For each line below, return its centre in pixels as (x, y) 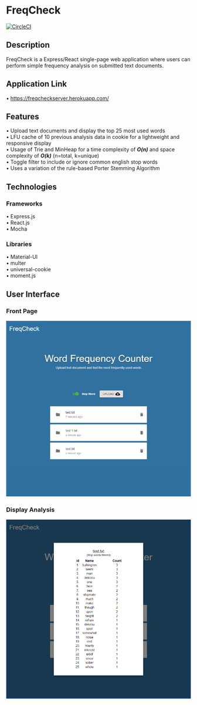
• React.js (18, 223)
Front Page (22, 311)
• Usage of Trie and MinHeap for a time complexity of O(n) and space (90, 149)
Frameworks (24, 204)
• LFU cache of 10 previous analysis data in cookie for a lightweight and (93, 137)
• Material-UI (22, 257)
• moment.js (21, 276)
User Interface (33, 294)
